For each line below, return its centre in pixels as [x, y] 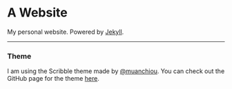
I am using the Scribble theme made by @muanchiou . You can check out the [116, 71]
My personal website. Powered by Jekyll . [66, 32]
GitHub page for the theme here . [54, 79]
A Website [37, 13]
